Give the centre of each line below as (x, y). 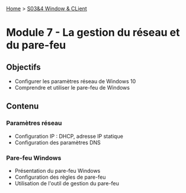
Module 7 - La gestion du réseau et (93, 33)
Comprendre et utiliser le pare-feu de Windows (72, 88)
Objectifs (24, 67)
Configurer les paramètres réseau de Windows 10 (75, 81)
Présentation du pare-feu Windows (57, 170)
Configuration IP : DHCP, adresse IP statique (69, 136)
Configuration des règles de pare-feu (60, 177)
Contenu (23, 106)
